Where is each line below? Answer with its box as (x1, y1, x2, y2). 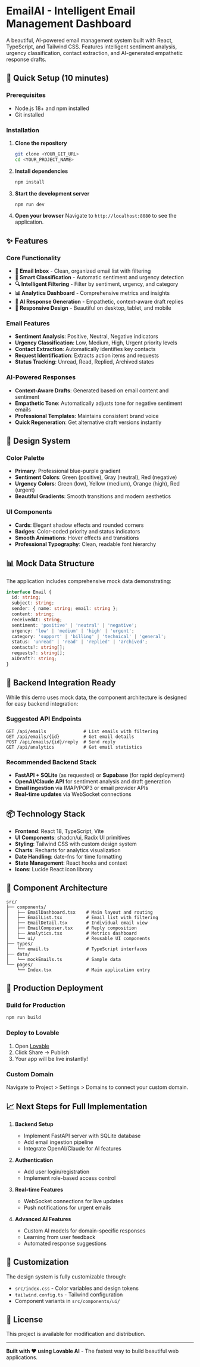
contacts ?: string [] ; (11, 645, 65, 651)
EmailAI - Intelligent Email (6, 4, 136, 18)
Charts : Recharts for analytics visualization (14, 846, 121, 853)
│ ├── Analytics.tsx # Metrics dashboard (6, 930, 137, 936)
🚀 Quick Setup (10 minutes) (6, 73, 109, 83)
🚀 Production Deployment (6, 983, 104, 993)
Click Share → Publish (14, 1048, 70, 1056)
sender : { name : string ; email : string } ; (11, 606, 118, 612)
